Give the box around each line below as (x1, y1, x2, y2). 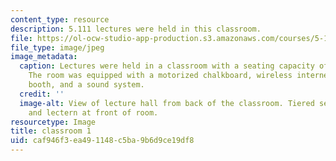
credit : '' (19, 89, 65, 99)
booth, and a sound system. (28, 80, 145, 90)
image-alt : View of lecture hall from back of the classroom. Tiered (19, 98, 315, 108)
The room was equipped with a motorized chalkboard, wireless (28, 71, 293, 81)
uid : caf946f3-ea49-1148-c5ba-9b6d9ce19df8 (10, 136, 195, 146)
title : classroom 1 (10, 126, 92, 136)
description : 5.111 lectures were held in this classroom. (10, 24, 262, 34)
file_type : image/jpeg (10, 42, 105, 53)
